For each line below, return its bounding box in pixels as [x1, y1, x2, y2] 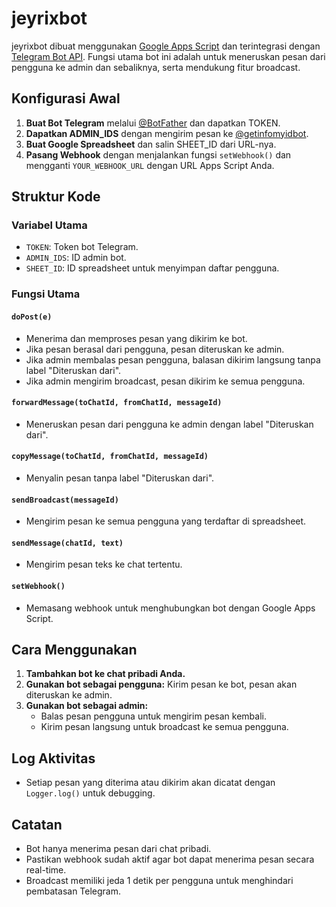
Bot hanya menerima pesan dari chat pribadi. [25, 843, 212, 855]
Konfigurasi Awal [11, 90, 121, 107]
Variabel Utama [11, 218, 88, 232]
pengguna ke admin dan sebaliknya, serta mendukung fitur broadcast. [11, 61, 301, 73]
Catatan [11, 816, 63, 833]
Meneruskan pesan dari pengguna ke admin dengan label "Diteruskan [25, 418, 314, 430]
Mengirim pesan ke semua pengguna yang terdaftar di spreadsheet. [25, 515, 307, 527]
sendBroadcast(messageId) [11, 495, 119, 505]
